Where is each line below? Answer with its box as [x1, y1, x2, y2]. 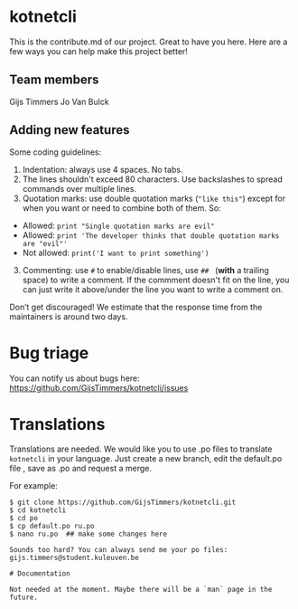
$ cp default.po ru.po [9, 522, 95, 531]
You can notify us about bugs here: [9, 373, 140, 384]
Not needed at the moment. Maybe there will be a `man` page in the [9, 585, 273, 595]
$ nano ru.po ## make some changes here [9, 529, 168, 539]
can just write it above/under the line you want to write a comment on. [22, 283, 284, 295]
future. [9, 593, 39, 603]
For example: [9, 481, 59, 491]
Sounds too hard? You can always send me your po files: [9, 546, 228, 555]
